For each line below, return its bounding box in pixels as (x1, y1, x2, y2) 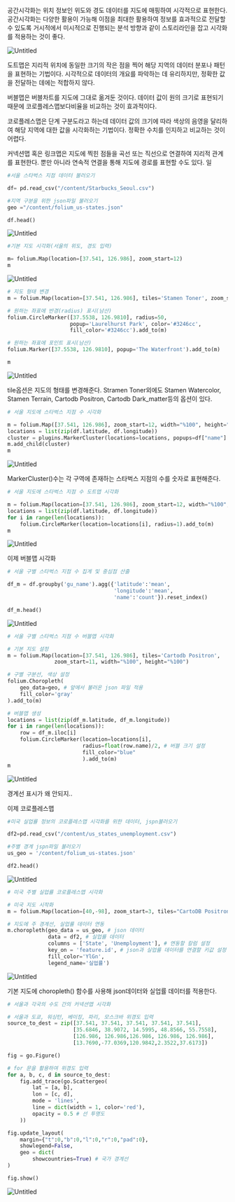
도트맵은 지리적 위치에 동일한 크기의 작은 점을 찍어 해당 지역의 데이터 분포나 (7, 61, 213, 69)
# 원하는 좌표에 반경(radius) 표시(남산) (7, 307, 112, 314)
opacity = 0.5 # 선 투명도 (32, 1110, 105, 1117)
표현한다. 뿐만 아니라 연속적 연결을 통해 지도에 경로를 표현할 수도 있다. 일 (14, 158, 212, 166)
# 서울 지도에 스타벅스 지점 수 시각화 (7, 409, 101, 416)
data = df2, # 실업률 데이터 (48, 934, 124, 941)
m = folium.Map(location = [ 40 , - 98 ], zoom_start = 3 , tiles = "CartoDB (7, 908, 202, 915)
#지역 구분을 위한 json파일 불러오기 (7, 197, 98, 205)
